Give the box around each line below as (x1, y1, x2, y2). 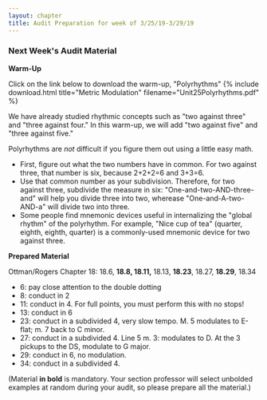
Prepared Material (8, 251, 69, 260)
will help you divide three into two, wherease (37, 193, 185, 203)
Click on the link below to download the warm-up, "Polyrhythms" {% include (8, 79, 259, 89)
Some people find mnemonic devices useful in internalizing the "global (19, 210, 253, 220)
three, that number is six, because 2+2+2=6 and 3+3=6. (19, 168, 205, 177)
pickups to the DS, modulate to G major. (19, 341, 151, 351)
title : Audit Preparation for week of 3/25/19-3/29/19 (8, 19, 194, 27)
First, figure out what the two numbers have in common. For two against (19, 159, 257, 168)
